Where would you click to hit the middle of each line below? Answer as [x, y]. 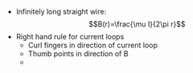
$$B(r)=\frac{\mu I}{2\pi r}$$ [137, 24]
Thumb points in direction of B [78, 54]
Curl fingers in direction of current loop [93, 45]
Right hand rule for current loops [70, 36]
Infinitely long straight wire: [61, 12]
